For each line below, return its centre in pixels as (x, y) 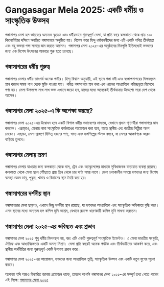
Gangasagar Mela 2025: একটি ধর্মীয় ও (74, 10)
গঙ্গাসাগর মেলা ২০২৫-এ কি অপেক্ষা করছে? (49, 111)
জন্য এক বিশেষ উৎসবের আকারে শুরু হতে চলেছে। (40, 51)
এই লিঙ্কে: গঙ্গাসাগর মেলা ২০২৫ (27, 280)
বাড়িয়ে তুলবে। (15, 139)
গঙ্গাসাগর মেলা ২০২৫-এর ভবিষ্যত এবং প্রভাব (50, 227)
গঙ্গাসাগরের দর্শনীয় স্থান (28, 193)
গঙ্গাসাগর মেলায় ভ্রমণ (26, 155)
